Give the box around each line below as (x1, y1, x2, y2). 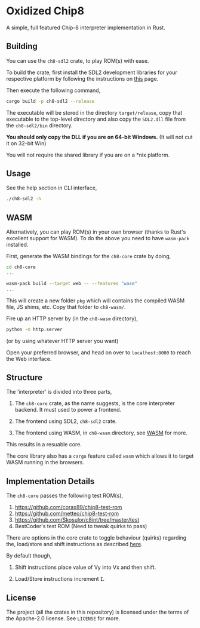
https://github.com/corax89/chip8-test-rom (14, 504, 122, 511)
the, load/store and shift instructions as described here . (6, 541, 143, 548)
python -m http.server (6, 326, 63, 332)
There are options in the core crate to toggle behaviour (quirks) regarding (6, 534, 187, 541)
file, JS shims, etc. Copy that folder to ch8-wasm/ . (6, 303, 126, 310)
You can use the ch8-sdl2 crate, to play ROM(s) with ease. (6, 57, 149, 64)
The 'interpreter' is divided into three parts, (6, 388, 112, 396)
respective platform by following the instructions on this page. (6, 75, 159, 82)
